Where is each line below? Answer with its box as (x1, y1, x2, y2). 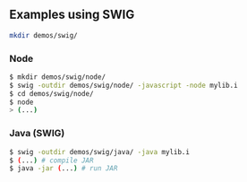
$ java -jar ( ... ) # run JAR (9, 164, 118, 173)
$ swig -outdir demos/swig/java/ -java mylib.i (9, 147, 191, 156)
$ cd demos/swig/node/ (9, 89, 94, 98)
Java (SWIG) (9, 127, 65, 140)
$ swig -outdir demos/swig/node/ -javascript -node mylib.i (9, 81, 239, 90)
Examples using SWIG (9, 7, 135, 22)
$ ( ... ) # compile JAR (9, 156, 94, 165)
